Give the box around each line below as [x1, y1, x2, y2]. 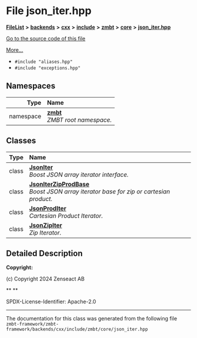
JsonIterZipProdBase [29, 180, 90, 188]
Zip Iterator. [29, 228, 62, 236]
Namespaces [6, 81, 56, 91]
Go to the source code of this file [6, 35, 86, 42]
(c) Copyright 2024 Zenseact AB [6, 275, 85, 283]
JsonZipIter [29, 221, 63, 229]
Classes [6, 136, 36, 146]
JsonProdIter [29, 204, 66, 212]
